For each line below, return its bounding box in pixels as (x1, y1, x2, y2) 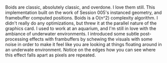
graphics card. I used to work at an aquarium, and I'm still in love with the (5, 25, 156, 31)
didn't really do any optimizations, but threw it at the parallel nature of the (5, 20, 157, 26)
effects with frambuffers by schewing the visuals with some (29, 36, 153, 42)
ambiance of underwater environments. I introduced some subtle (5, 31, 139, 36)
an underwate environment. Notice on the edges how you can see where (5, 47, 156, 52)
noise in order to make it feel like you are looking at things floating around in (5, 41, 162, 47)
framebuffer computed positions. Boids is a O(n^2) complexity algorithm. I (5, 15, 158, 20)
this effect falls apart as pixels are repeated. (5, 52, 96, 58)
